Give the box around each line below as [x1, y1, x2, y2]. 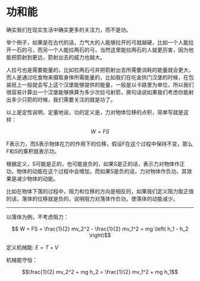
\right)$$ [89, 231, 111, 238]
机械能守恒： [6, 256, 37, 263]
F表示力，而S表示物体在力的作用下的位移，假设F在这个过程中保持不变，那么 [6, 140, 193, 147]
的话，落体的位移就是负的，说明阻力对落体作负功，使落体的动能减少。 [6, 195, 179, 202]
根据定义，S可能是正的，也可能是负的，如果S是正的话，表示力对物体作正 [6, 160, 185, 167]
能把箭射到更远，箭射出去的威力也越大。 [6, 53, 105, 61]
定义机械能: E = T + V [6, 244, 59, 251]
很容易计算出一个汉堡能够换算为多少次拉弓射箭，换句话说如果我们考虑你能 [6, 89, 189, 96]
